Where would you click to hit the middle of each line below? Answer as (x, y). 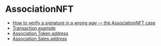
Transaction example (34, 28)
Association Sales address (40, 39)
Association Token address (40, 33)
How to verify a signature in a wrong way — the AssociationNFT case (84, 23)
